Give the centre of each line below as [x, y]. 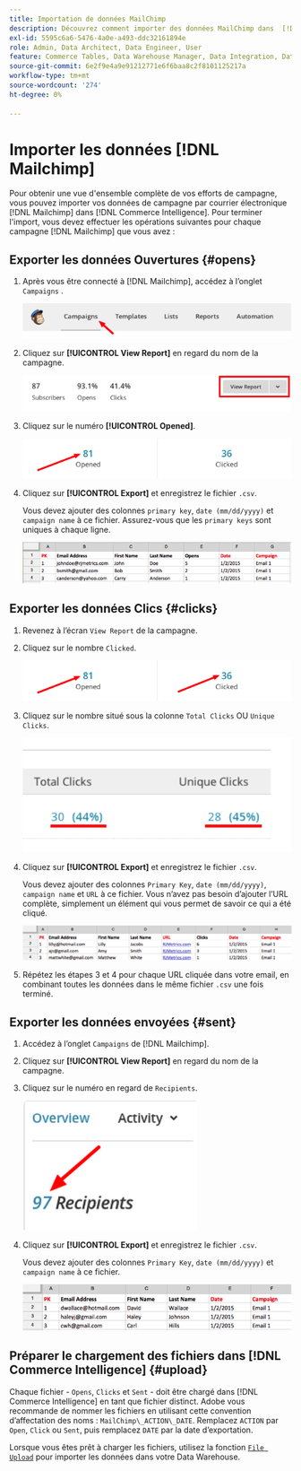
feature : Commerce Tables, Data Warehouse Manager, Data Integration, [144, 57]
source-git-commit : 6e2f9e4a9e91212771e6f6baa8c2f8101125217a [128, 66]
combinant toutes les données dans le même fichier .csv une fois [143, 984]
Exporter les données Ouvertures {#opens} [133, 260]
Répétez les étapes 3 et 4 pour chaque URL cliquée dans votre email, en [155, 975]
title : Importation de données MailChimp [88, 19]
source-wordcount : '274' [56, 85]
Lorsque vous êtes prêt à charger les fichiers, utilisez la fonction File [137, 1447]
